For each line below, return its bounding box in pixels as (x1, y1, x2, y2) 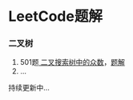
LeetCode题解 (8, 7, 103, 26)
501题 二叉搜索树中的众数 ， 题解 (19, 58, 126, 67)
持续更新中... (8, 83, 50, 93)
